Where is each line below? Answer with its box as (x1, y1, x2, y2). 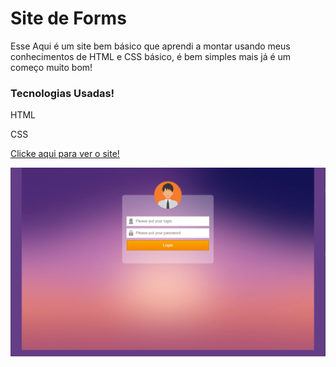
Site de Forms (10, 7, 127, 30)
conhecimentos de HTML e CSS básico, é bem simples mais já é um (10, 50, 292, 62)
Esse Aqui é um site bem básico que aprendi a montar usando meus (10, 40, 291, 52)
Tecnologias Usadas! (10, 86, 115, 100)
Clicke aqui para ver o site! (10, 148, 120, 160)
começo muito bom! (10, 61, 93, 73)
